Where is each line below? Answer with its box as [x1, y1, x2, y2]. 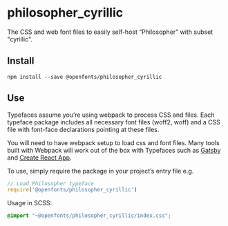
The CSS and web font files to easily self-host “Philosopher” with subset [7, 28, 213, 36]
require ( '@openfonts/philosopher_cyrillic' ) [7, 187, 137, 194]
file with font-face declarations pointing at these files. [7, 125, 160, 133]
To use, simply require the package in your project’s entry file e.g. [7, 167, 194, 175]
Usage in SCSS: [7, 199, 53, 207]
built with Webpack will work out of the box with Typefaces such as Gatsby [7, 146, 221, 154]
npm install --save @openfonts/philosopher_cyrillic [7, 73, 162, 80]
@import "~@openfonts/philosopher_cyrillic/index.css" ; [7, 212, 171, 219]
